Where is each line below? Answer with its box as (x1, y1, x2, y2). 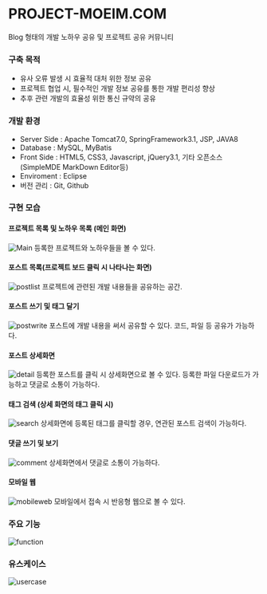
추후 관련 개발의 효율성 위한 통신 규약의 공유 (19, 93, 157, 104)
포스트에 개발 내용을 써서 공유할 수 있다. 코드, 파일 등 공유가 (49, 321, 234, 331)
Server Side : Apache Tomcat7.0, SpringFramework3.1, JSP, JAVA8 (19, 134, 239, 144)
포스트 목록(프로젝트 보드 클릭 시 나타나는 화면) (8, 262, 153, 272)
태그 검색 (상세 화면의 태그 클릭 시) (8, 399, 114, 409)
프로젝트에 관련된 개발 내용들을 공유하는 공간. (41, 281, 183, 291)
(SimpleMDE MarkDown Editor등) (19, 162, 129, 171)
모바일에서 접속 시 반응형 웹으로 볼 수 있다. (53, 496, 186, 506)
